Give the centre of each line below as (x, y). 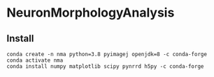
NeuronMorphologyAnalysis (91, 13)
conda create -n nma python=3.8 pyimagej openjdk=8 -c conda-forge (107, 54)
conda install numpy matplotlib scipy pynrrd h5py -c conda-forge (105, 67)
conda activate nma (35, 60)
